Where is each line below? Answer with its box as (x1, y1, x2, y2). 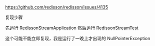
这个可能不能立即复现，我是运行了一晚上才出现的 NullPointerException (5, 36, 150, 41)
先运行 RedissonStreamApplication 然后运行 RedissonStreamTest (5, 25, 138, 31)
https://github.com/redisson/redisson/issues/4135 (5, 4, 108, 10)
